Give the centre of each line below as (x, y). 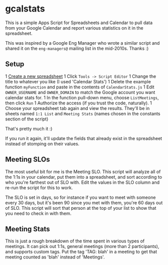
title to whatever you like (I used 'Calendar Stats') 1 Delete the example (78, 81)
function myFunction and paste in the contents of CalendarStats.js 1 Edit (80, 87)
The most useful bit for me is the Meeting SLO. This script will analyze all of (83, 172)
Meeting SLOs (28, 159)
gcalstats (25, 9)
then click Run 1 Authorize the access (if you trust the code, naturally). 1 (78, 103)
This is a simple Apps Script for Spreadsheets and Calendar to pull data (79, 23)
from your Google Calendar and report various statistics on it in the (74, 28)
